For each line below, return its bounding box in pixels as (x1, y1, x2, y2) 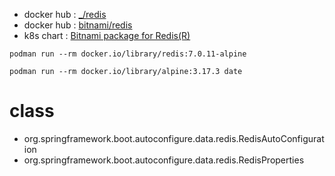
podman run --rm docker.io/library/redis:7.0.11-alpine (9, 49, 247, 59)
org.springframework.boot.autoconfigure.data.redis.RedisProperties (23, 154, 305, 166)
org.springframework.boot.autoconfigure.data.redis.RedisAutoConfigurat (23, 132, 325, 144)
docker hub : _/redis (23, 9, 107, 20)
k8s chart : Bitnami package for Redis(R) (23, 30, 191, 41)
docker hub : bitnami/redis (23, 19, 133, 31)
